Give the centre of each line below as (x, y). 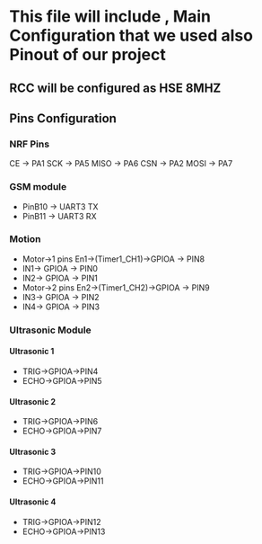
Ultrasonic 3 (33, 451)
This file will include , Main (110, 17)
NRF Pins (30, 144)
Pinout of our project (87, 55)
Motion (25, 239)
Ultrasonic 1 (32, 352)
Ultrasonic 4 (33, 502)
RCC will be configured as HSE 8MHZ (115, 88)
